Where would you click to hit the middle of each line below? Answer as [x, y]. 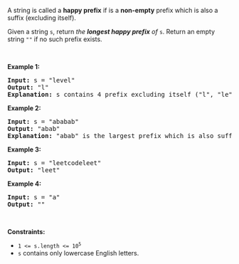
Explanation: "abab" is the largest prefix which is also [111, 136]
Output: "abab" [34, 128]
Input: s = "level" [41, 80]
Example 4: [24, 184]
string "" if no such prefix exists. [55, 39]
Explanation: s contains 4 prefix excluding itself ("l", [111, 94]
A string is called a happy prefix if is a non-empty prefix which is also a [113, 10]
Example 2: [24, 108]
